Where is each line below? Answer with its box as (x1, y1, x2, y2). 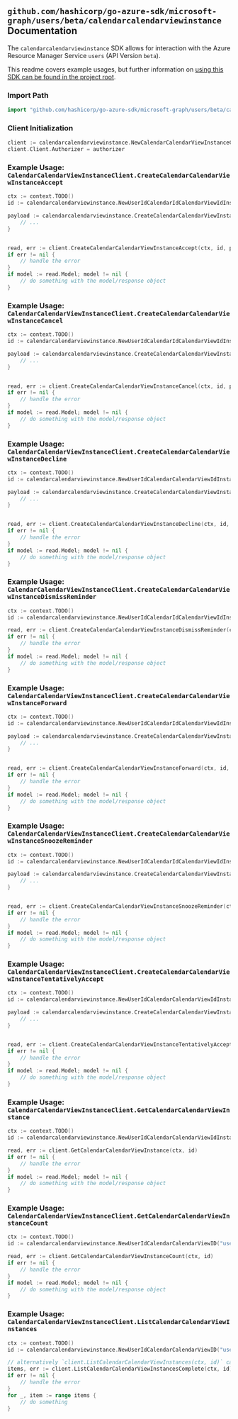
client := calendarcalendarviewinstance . (7, 139, 132, 147)
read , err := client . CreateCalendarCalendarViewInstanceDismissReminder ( (7, 627, 230, 634)
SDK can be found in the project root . (7, 72, 116, 81)
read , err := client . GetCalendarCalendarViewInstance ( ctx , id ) (7, 1147, 198, 1155)
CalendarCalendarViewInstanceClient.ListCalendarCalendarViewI (7, 1318, 230, 1326)
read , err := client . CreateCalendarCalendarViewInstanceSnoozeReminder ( (7, 903, 227, 910)
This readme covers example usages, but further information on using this (7, 64, 224, 74)
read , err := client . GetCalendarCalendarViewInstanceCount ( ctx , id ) (7, 1253, 214, 1260)
